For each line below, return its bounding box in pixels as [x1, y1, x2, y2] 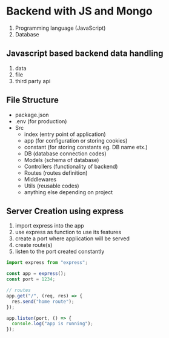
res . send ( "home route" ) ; [12, 299, 75, 305]
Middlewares [24, 175, 56, 183]
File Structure [6, 95, 59, 106]
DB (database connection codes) [24, 150, 107, 157]
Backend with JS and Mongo [6, 4, 153, 18]
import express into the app [15, 222, 84, 229]
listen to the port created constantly [15, 248, 105, 255]
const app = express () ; [6, 271, 67, 277]
